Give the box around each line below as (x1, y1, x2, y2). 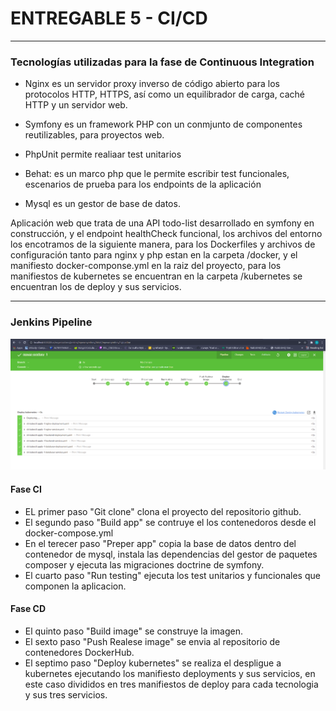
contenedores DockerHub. (24, 646, 135, 658)
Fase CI (10, 483, 42, 495)
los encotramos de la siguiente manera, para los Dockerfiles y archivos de (10, 238, 316, 251)
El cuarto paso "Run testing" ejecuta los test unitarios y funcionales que (24, 569, 321, 581)
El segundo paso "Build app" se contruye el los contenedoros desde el (24, 516, 317, 528)
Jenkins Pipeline (10, 315, 93, 329)
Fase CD (10, 603, 47, 615)
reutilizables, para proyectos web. (24, 129, 165, 141)
